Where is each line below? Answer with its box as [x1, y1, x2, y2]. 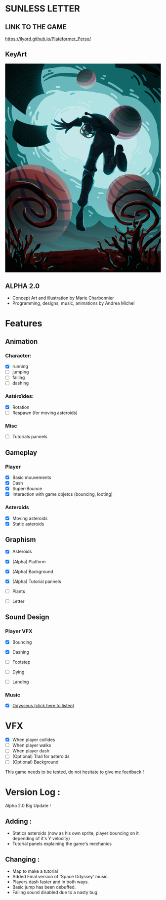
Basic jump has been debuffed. [12, 884, 76, 890]
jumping [12, 369, 29, 375]
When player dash [12, 748, 49, 754]
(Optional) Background [12, 759, 59, 765]
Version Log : [5, 786, 61, 797]
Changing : [5, 855, 40, 863]
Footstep [12, 659, 31, 665]
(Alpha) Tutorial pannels [12, 578, 61, 584]
